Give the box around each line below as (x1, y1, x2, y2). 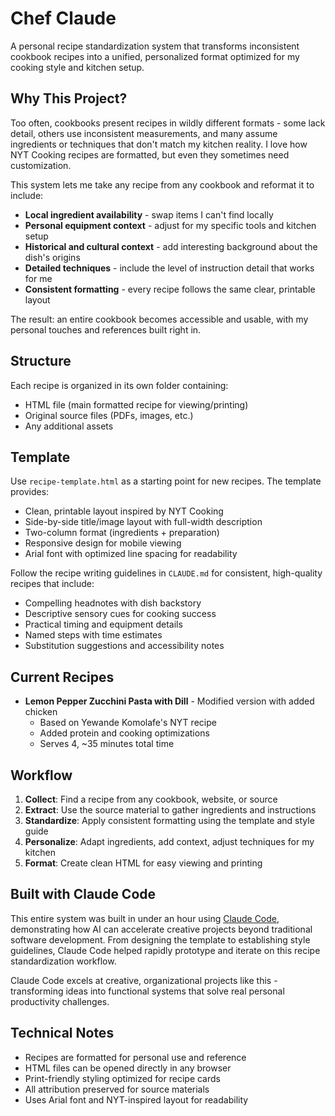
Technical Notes (10, 1025, 115, 1042)
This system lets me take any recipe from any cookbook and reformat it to (10, 178, 315, 191)
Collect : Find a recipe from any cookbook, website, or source (24, 793, 278, 805)
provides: (10, 486, 50, 498)
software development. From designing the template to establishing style (10, 933, 311, 946)
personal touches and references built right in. (10, 323, 202, 336)
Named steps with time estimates (24, 629, 163, 641)
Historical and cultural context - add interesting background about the (24, 240, 318, 252)
